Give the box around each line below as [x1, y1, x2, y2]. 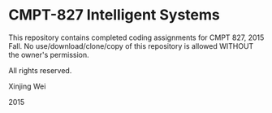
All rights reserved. [8, 65, 72, 75]
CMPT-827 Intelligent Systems [8, 6, 221, 24]
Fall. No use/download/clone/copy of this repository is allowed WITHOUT [8, 41, 254, 50]
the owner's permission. [8, 50, 89, 59]
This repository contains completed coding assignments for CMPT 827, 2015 [8, 33, 265, 42]
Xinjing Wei [8, 81, 46, 91]
